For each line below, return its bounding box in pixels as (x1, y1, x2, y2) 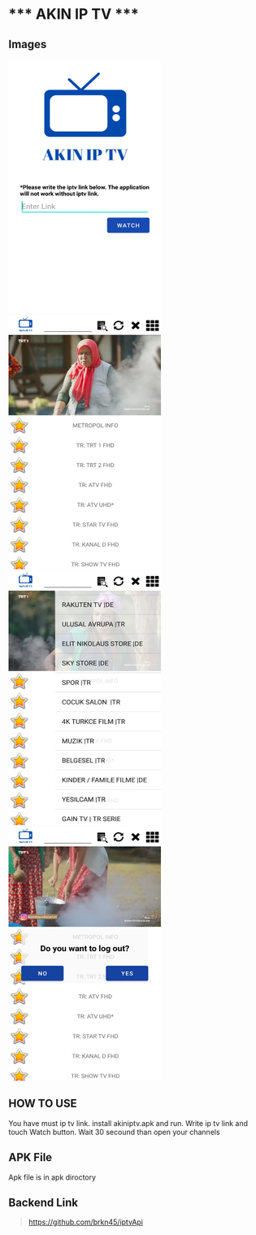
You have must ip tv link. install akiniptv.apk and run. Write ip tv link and (8, 1118, 249, 1128)
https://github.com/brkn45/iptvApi (28, 1217, 144, 1227)
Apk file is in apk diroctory (8, 1172, 96, 1182)
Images (8, 37, 47, 51)
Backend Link (8, 1196, 79, 1210)
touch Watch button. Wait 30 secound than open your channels (8, 1127, 221, 1137)
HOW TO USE (8, 1097, 77, 1111)
